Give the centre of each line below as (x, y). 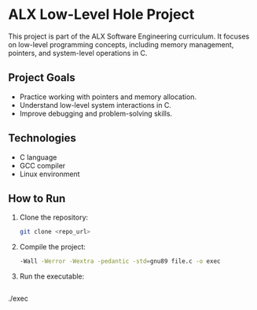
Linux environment (50, 174)
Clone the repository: (54, 217)
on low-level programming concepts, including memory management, (121, 44)
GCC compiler (42, 165)
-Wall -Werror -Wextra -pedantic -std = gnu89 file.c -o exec (120, 261)
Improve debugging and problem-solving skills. (96, 113)
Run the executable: (52, 276)
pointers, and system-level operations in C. (78, 53)
